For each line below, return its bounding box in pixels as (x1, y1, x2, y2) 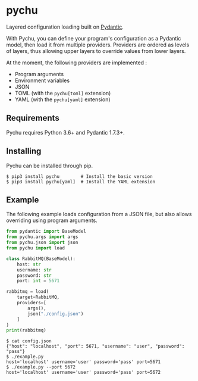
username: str (17, 267, 52, 273)
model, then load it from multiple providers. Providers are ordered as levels (6, 41, 190, 48)
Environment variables (14, 77, 70, 84)
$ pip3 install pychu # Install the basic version (6, 173, 153, 179)
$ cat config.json (6, 338, 52, 344)
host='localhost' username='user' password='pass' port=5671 (6, 359, 161, 365)
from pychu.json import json (6, 239, 78, 246)
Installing (6, 146, 42, 157)
